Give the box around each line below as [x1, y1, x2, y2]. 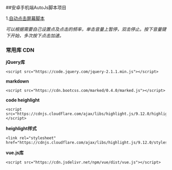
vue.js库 [6, 150, 24, 156]
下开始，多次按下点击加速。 [6, 33, 64, 38]
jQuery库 [6, 59, 25, 65]
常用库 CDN [6, 46, 35, 54]
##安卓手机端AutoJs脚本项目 [6, 5, 67, 10]
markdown [6, 78, 30, 84]
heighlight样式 [6, 126, 37, 132]
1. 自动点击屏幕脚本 [6, 15, 45, 21]
